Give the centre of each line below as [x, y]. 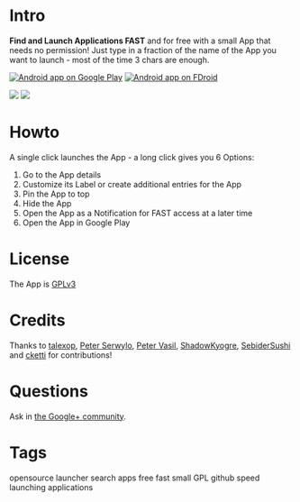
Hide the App [47, 203]
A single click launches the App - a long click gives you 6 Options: [132, 157]
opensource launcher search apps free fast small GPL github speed [135, 478]
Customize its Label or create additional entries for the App [132, 184]
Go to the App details [62, 174]
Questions [49, 391]
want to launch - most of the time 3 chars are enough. [109, 59]
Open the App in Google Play [76, 223]
